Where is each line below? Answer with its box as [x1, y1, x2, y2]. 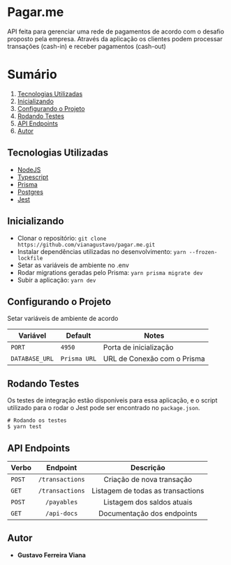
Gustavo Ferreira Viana [17, 550, 86, 559]
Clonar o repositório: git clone [17, 234, 107, 242]
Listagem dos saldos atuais [103, 497, 193, 506]
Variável [18, 331, 47, 340]
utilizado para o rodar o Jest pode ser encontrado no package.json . [7, 404, 200, 412]
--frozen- [188, 248, 218, 255]
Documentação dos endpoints [98, 508, 198, 518]
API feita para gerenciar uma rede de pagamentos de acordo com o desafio [7, 27, 225, 36]
